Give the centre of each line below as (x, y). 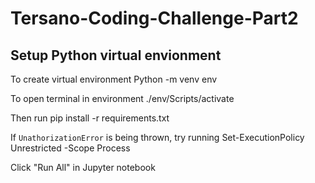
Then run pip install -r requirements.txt (90, 118)
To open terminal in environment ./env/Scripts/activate (122, 98)
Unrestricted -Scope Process (70, 148)
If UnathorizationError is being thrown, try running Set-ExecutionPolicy (157, 137)
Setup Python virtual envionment (116, 55)
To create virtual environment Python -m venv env (114, 79)
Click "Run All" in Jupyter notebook (83, 167)
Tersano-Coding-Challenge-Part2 (154, 18)
